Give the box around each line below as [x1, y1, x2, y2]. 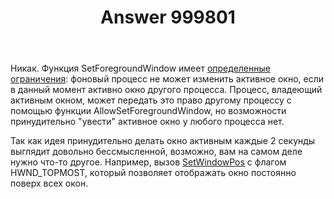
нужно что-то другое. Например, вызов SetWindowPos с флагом [10, 156, 287, 168]
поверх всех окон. [10, 177, 89, 190]
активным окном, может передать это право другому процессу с [10, 94, 292, 106]
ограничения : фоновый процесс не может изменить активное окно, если [10, 73, 325, 85]
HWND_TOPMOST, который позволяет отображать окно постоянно [10, 167, 297, 179]
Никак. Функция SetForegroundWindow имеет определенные [10, 62, 271, 75]
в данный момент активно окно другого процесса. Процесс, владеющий [10, 84, 323, 96]
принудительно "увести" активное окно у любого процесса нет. [10, 116, 285, 128]
